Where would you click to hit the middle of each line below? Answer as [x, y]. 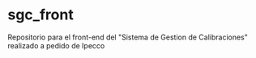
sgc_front [41, 15]
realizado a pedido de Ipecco [56, 45]
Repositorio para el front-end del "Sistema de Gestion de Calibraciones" [128, 37]
